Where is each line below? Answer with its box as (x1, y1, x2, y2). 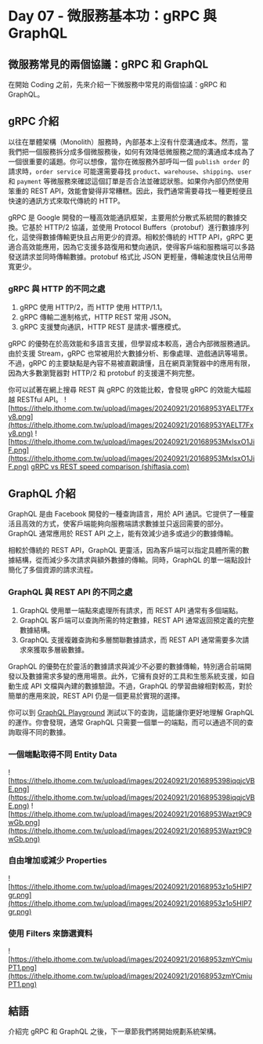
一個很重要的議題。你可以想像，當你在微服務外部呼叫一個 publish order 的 (8, 156, 250, 166)
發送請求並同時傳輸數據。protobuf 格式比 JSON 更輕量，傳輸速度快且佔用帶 (8, 252, 253, 261)
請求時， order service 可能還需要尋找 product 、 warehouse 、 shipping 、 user (8, 166, 252, 176)
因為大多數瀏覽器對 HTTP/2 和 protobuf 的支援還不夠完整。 (8, 368, 200, 378)
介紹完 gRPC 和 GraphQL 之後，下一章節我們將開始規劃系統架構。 (8, 1026, 221, 1036)
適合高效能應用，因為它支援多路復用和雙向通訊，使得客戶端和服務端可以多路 (8, 242, 255, 251)
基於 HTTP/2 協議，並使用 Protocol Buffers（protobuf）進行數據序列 (28, 222, 250, 232)
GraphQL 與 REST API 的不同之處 (8, 586, 133, 597)
